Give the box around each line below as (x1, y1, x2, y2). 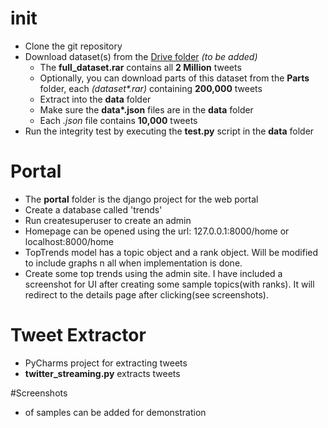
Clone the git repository (24, 40, 123, 52)
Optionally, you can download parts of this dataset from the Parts (39, 72, 310, 84)
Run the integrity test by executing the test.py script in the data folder (24, 125, 315, 137)
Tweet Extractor (10, 324, 147, 347)
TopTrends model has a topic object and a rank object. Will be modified (24, 246, 319, 258)
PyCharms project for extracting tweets (24, 357, 188, 369)
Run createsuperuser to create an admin (24, 214, 192, 226)
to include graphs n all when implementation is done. (24, 257, 243, 269)
